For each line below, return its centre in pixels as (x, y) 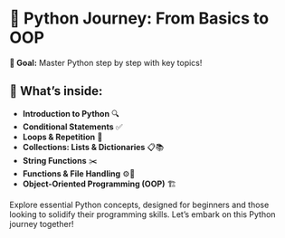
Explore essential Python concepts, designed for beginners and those (139, 205)
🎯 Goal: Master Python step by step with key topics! (106, 62)
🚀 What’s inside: (56, 91)
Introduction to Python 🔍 (71, 113)
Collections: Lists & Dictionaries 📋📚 (93, 147)
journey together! (42, 224)
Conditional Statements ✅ (72, 127)
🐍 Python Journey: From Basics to (139, 19)
